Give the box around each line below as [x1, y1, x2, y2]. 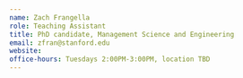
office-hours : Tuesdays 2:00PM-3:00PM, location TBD [9, 55, 211, 64]
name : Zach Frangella [9, 13, 91, 22]
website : [9, 47, 42, 56]
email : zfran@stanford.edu [9, 38, 110, 48]
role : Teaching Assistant [9, 22, 106, 30]
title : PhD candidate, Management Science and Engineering [9, 30, 235, 39]
